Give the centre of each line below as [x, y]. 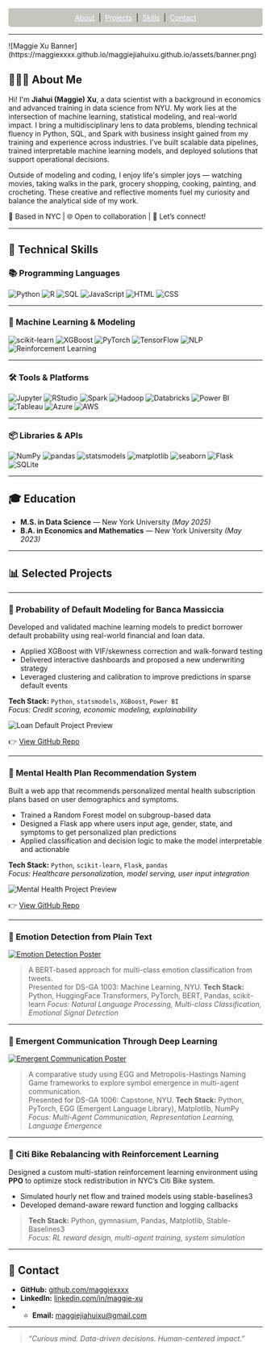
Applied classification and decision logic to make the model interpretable [141, 840]
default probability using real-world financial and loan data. [106, 636]
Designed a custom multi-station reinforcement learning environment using [133, 1172]
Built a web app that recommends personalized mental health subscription [132, 791]
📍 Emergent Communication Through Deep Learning [113, 1041]
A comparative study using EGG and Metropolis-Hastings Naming [137, 1074]
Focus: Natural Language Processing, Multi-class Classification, [154, 1004]
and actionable [45, 849]
